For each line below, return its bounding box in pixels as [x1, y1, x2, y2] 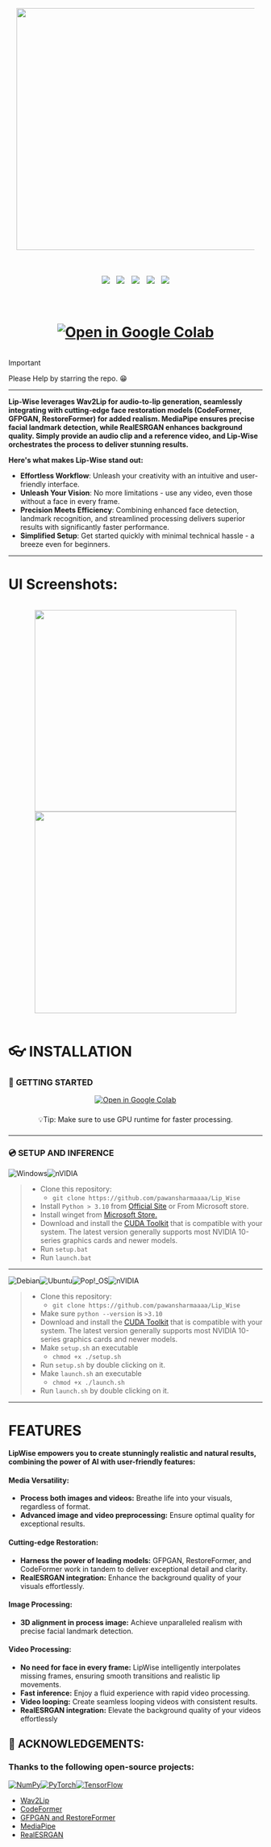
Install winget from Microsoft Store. [40, 1210, 157, 1220]
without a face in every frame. [19, 496, 120, 506]
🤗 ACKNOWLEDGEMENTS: [8, 1737, 144, 1751]
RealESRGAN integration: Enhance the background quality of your [19, 1573, 242, 1582]
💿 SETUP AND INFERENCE [8, 1147, 115, 1158]
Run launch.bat [40, 1253, 92, 1262]
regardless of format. [19, 1502, 91, 1511]
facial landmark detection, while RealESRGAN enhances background [8, 422, 244, 432]
